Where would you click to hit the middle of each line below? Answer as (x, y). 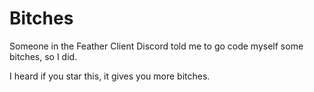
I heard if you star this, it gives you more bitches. (110, 76)
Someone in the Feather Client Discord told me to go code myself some (156, 46)
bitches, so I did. (43, 56)
